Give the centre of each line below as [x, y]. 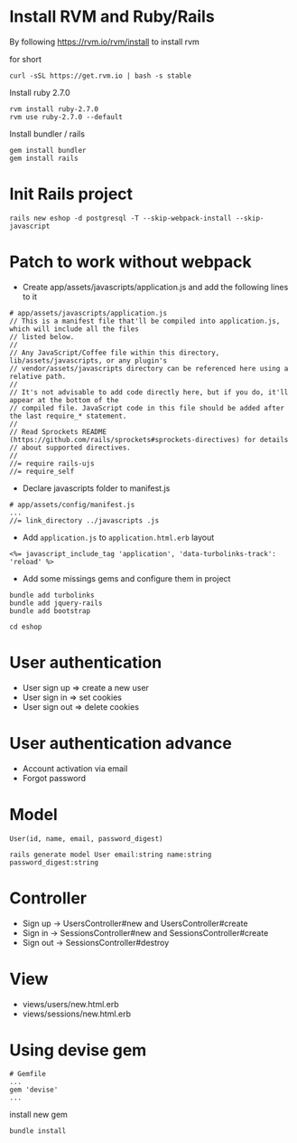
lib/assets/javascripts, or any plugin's [88, 360]
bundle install [38, 1131]
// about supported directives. [70, 448]
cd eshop [26, 627]
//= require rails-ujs [52, 463]
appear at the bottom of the [64, 400]
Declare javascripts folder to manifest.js [96, 488]
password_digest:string [54, 862]
